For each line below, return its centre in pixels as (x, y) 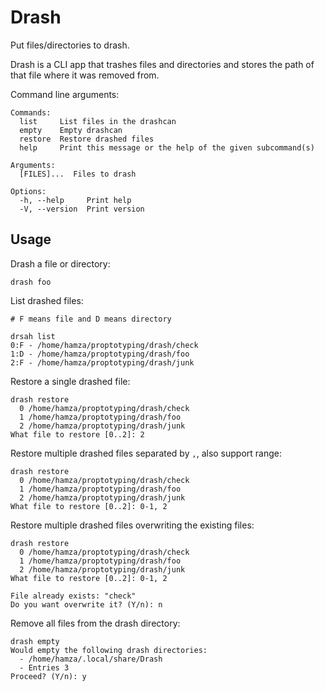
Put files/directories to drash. (70, 45)
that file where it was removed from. (85, 75)
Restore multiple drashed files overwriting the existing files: (132, 525)
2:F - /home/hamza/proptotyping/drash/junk (102, 362)
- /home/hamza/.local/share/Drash (91, 659)
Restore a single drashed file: (70, 381)
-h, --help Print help (75, 200)
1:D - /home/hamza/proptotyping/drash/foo (100, 354)
